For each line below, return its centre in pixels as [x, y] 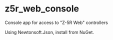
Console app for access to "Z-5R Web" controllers [56, 22]
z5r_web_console [42, 9]
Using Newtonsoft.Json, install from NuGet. [49, 32]
